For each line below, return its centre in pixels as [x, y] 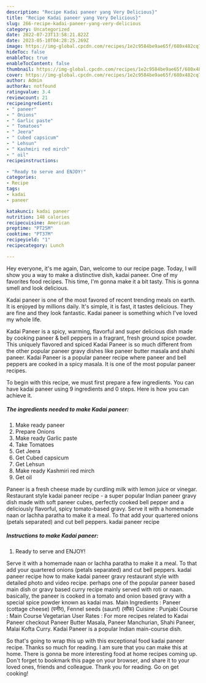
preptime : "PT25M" [30, 228]
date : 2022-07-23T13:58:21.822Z [48, 35]
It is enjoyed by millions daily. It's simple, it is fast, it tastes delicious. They [100, 306]
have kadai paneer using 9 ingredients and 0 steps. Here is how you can [97, 389]
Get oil [24, 477]
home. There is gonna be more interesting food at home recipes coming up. [102, 654]
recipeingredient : [30, 103]
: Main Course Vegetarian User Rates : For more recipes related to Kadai [97, 615]
